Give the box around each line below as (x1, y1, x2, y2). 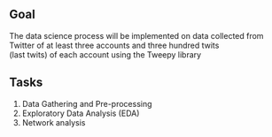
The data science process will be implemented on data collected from (9, 30, 264, 41)
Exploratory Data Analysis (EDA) (21, 108, 140, 118)
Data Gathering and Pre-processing (21, 98, 152, 109)
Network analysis (21, 117, 86, 127)
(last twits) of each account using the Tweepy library (9, 49, 202, 60)
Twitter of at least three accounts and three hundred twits (9, 40, 220, 50)
